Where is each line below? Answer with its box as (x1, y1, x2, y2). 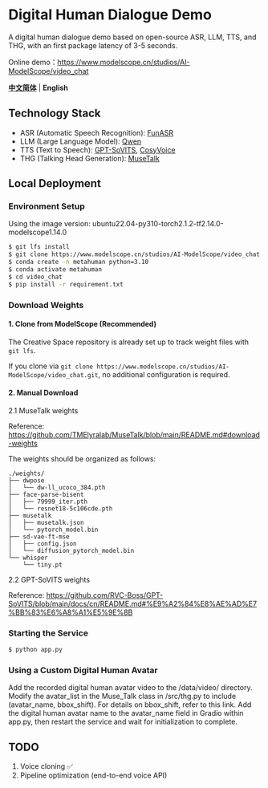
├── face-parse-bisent (8, 491, 84, 499)
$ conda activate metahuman (8, 266, 103, 274)
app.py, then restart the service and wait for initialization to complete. (8, 717, 238, 727)
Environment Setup (8, 201, 86, 212)
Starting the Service (8, 628, 88, 639)
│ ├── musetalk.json (8, 519, 84, 527)
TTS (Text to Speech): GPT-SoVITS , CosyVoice (19, 144, 176, 154)
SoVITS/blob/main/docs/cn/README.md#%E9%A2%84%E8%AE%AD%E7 (8, 599, 258, 609)
